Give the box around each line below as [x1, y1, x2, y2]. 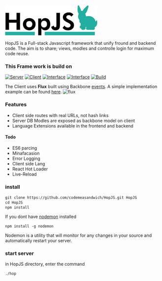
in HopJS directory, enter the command [5, 261, 85, 267]
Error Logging [12, 156, 41, 161]
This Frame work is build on [5, 62, 72, 69]
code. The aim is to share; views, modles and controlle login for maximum [5, 45, 154, 51]
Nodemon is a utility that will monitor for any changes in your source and [5, 232, 152, 239]
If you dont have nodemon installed [5, 214, 77, 219]
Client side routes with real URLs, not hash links [12, 112, 109, 118]
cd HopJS [5, 200, 23, 205]
